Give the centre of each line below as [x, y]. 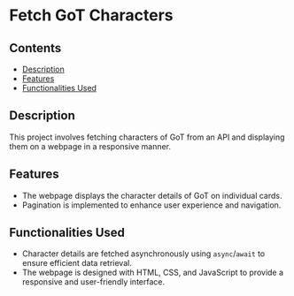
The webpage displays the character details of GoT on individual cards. [152, 195]
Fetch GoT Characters [92, 15]
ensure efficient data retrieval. [77, 263]
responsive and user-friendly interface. [93, 282]
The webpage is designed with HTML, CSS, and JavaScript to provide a [153, 273]
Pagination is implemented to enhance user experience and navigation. [151, 205]
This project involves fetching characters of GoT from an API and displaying [147, 137]
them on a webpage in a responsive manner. [90, 146]
